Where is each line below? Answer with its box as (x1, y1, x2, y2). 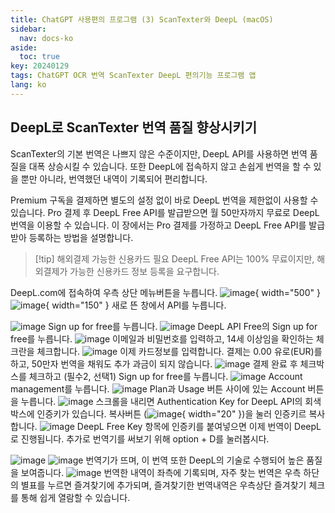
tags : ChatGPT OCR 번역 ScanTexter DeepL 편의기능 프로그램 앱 (10, 71, 257, 81)
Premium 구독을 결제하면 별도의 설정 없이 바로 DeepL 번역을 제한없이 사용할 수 (10, 194, 319, 206)
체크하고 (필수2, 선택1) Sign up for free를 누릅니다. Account (28, 370, 303, 382)
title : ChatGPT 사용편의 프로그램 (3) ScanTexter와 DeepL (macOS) (10, 14, 274, 25)
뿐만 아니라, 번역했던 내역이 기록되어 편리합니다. (20, 172, 208, 185)
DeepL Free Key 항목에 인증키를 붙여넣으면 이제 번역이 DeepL (76, 420, 322, 432)
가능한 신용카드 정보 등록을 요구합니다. (69, 265, 220, 277)
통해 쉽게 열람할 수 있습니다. (20, 491, 131, 503)
